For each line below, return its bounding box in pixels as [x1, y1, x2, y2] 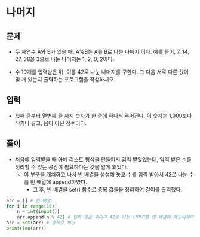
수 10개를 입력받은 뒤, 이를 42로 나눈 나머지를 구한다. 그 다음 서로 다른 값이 [14, 68, 189, 75]
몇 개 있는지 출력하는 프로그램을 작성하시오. [14, 76, 116, 83]
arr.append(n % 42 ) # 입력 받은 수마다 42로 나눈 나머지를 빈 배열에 [17, 214, 171, 220]
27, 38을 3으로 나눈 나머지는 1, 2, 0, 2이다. [14, 56, 115, 63]
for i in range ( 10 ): [6, 203, 58, 209]
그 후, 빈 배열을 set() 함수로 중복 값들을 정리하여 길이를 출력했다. [32, 186, 183, 193]
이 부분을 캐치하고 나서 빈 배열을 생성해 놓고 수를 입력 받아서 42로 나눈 [23, 171, 188, 178]
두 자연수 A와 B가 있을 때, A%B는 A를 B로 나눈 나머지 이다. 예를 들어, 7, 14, [14, 48, 189, 55]
